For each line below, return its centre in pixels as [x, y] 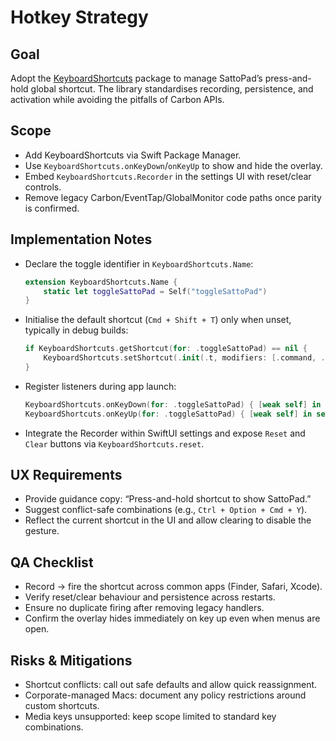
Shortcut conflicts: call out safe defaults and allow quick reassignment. [171, 685]
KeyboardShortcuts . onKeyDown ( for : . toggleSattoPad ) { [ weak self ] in [173, 404]
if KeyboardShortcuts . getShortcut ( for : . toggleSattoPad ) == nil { [166, 349]
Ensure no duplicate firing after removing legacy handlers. [144, 608]
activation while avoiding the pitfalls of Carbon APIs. [117, 99]
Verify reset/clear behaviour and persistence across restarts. [150, 597]
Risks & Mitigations [71, 660]
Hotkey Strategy [79, 17]
